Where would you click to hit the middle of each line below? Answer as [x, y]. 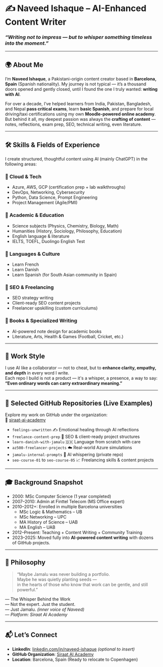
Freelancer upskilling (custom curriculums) [55, 308]
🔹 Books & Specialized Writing [41, 321]
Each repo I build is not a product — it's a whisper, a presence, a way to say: [81, 378]
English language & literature [41, 236]
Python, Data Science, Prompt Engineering [55, 197]
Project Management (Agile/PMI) [45, 203]
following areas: [21, 164]
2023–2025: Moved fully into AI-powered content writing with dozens [83, 537]
